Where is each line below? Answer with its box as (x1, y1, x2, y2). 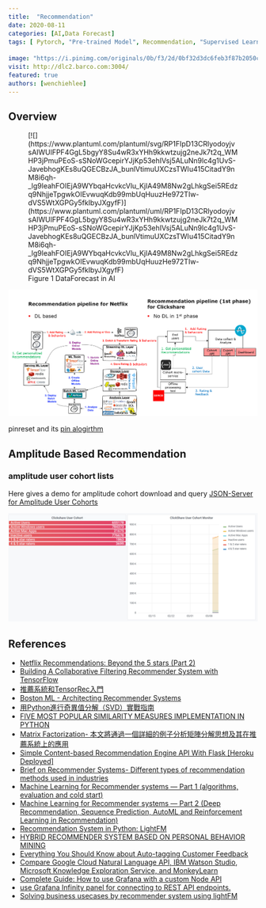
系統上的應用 (26, 739, 69, 749)
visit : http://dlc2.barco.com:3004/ (8, 63, 129, 71)
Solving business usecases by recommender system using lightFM (19, 891, 238, 901)
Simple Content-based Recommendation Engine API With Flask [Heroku (19, 748, 254, 758)
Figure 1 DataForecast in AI (28, 274, 116, 283)
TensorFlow (19, 675, 59, 685)
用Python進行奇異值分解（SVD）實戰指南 (19, 703, 155, 712)
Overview (8, 110, 58, 123)
